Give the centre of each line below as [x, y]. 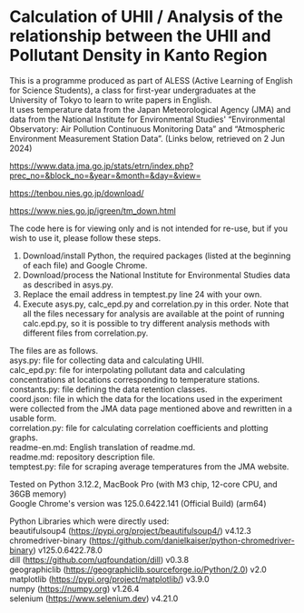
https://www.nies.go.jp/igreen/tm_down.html [93, 210]
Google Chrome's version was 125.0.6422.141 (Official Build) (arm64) [138, 503]
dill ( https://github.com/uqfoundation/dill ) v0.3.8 [99, 559]
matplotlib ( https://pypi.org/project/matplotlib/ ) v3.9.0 [110, 578]
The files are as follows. [54, 350]
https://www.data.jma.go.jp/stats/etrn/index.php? [102, 166]
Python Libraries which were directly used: [89, 521]
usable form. [33, 418]
